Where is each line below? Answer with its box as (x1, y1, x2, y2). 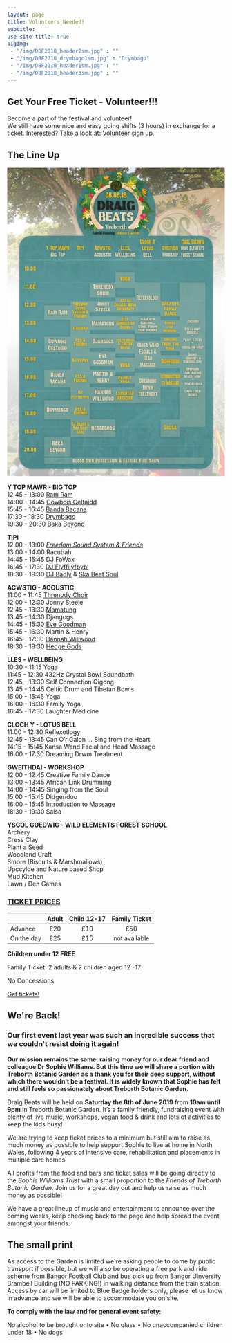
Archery (7, 828, 30, 837)
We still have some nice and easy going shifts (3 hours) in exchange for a (7, 122, 215, 130)
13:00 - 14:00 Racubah (7, 548, 72, 556)
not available (113, 934, 150, 942)
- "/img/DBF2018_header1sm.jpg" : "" (10, 62, 119, 69)
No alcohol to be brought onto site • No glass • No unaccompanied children (7, 1321, 223, 1329)
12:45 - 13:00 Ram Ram (7, 491, 73, 499)
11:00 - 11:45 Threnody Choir (7, 591, 88, 599)
